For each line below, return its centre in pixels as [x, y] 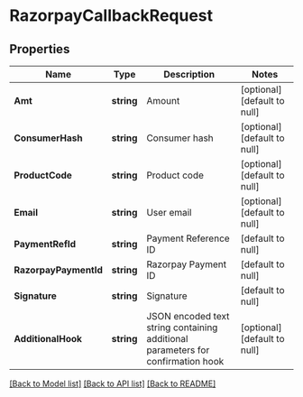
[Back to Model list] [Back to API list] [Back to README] [113, 383]
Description [189, 74]
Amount [163, 101]
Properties [40, 49]
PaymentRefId [45, 244]
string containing [182, 328]
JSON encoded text [188, 316]
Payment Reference [188, 238]
